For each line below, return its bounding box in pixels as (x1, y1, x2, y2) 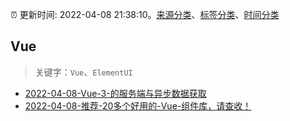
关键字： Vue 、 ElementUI (34, 66, 133, 78)
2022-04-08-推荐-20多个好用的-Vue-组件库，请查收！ (24, 99, 252, 112)
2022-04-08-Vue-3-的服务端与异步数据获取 (24, 87, 207, 99)
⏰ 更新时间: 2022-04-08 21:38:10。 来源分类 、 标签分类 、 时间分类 (10, 9, 280, 20)
